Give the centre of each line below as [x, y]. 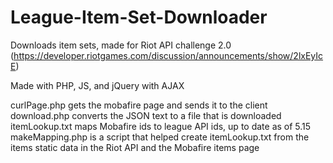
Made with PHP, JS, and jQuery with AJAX [97, 85]
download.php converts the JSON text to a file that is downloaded [146, 115]
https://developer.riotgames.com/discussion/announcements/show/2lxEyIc [168, 55]
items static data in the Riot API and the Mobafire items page [135, 147]
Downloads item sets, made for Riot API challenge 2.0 [121, 45]
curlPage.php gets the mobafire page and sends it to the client [139, 105]
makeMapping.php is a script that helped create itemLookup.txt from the [160, 137]
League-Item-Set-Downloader [139, 17]
